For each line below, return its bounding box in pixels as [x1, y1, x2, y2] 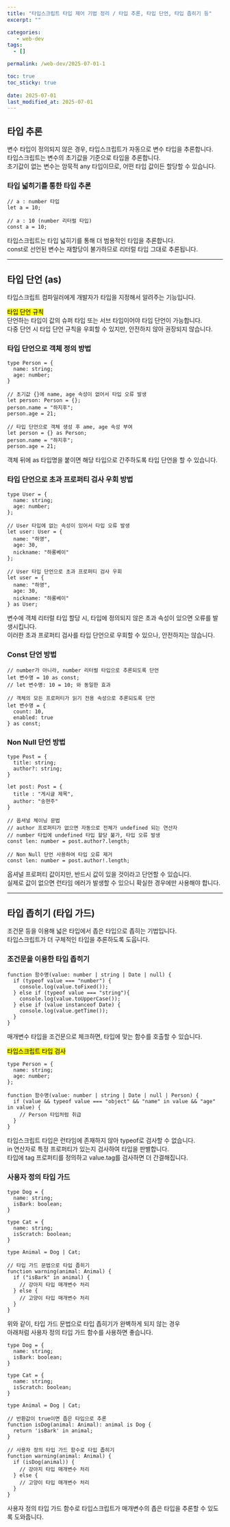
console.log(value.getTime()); [19, 1008, 109, 1015]
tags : [7, 42, 23, 49]
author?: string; [13, 765, 63, 773]
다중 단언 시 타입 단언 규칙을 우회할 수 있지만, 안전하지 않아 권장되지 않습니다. [7, 325, 214, 333]
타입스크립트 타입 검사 [7, 1047, 66, 1055]
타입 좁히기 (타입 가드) [7, 907, 95, 919]
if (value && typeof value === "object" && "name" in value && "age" [13, 1098, 216, 1105]
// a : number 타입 [7, 199, 60, 205]
